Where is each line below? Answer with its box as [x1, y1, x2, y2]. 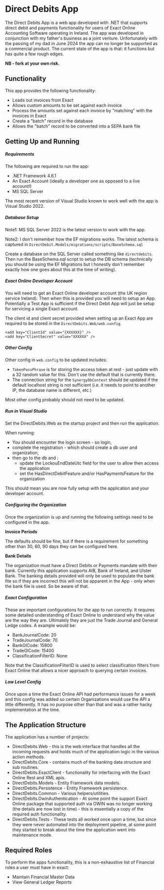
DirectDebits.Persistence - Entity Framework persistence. [12, 785, 128, 791]
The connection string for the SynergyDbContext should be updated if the [12, 377, 158, 383]
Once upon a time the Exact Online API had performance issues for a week [5, 691, 156, 697]
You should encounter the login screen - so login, [12, 439, 112, 445]
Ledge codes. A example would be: [5, 622, 76, 628]
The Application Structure [5, 721, 86, 729]
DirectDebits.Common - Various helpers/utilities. [12, 790, 110, 796]
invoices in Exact [12, 113, 47, 119]
